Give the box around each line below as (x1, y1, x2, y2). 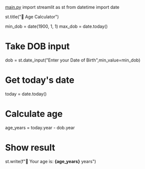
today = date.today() (5, 91, 47, 97)
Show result (5, 142, 55, 153)
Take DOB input (5, 41, 70, 52)
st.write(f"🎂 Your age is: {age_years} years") (5, 158, 96, 164)
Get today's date (5, 74, 75, 86)
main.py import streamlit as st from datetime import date (5, 4, 120, 10)
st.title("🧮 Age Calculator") (5, 14, 59, 19)
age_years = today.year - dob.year (5, 124, 75, 130)
